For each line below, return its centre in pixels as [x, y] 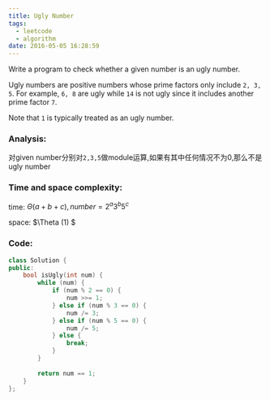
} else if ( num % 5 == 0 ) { [99, 320]
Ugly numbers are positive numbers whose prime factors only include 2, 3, [135, 85]
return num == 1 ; [66, 373]
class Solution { [38, 260]
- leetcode [34, 31]
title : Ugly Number [41, 16]
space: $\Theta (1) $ [42, 222]
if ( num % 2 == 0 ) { [86, 290]
